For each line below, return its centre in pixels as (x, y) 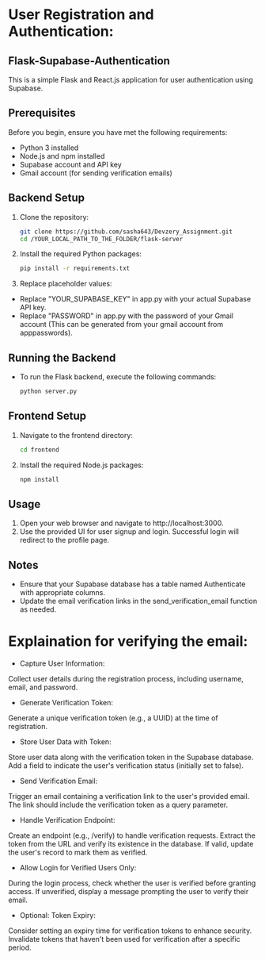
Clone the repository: (54, 217)
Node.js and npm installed (62, 156)
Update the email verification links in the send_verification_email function (138, 601)
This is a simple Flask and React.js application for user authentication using (131, 80)
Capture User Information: (62, 663)
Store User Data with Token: (66, 742)
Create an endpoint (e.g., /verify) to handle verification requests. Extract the (132, 835)
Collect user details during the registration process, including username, (126, 679)
